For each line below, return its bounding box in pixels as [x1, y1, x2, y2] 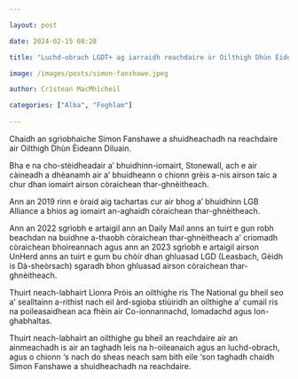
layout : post [9, 20, 58, 29]
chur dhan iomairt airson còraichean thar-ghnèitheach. [9, 178, 209, 189]
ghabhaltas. [9, 315, 52, 326]
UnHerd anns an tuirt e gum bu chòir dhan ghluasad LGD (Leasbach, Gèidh [9, 250, 284, 262]
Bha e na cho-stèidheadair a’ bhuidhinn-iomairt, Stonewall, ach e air [9, 160, 257, 170]
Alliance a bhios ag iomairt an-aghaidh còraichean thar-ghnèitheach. [9, 205, 261, 216]
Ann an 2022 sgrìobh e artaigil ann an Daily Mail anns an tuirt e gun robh [9, 223, 274, 233]
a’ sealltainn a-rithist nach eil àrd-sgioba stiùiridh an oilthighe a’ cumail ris [9, 296, 278, 307]
